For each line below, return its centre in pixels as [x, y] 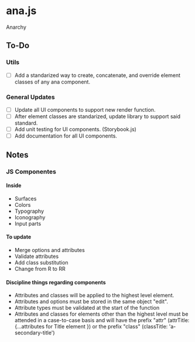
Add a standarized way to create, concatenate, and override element [97, 75]
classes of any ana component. [52, 82]
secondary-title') [35, 333]
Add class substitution [41, 262]
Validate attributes [37, 256]
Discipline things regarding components [56, 282]
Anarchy [16, 27]
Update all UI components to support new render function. [85, 109]
